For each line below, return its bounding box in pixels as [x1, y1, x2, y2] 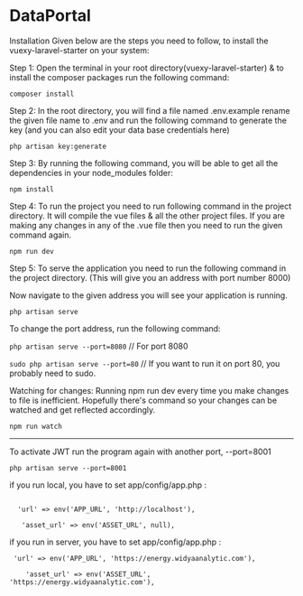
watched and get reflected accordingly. [9, 404, 156, 415]
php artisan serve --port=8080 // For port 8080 [9, 340, 188, 351]
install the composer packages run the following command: [9, 71, 230, 82]
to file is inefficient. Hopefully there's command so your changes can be [9, 395, 278, 405]
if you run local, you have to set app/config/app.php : [9, 480, 207, 490]
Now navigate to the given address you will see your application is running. [9, 290, 289, 301]
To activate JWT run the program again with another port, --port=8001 [9, 446, 272, 457]
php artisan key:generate [9, 142, 106, 151]
